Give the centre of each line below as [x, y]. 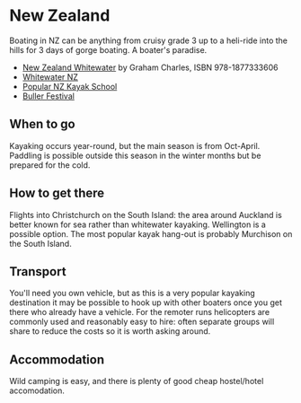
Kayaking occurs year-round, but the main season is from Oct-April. [135, 145]
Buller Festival [48, 96]
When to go [42, 124]
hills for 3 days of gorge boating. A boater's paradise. [108, 49]
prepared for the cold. [50, 165]
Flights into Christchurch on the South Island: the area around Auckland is [146, 215]
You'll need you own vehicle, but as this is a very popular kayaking [132, 293]
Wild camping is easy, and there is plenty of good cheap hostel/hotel [137, 381]
